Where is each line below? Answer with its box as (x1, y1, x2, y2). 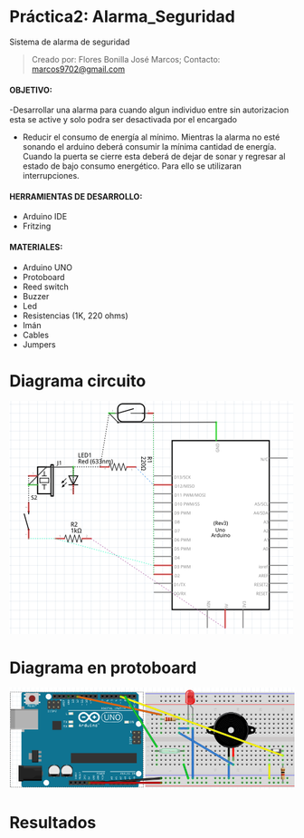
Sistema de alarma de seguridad (9, 36, 130, 47)
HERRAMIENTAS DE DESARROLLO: (9, 190, 143, 201)
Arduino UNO (22, 261, 73, 273)
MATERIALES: (9, 241, 63, 252)
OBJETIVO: (9, 84, 52, 95)
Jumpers (22, 338, 56, 350)
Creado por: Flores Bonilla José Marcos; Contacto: (31, 54, 221, 64)
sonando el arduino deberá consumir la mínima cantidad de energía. (22, 141, 277, 152)
